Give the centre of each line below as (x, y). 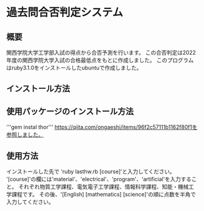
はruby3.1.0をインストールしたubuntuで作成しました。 (74, 68)
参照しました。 (25, 135)
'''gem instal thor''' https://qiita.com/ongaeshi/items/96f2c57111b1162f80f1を (102, 127)
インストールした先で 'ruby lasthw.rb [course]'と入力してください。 (91, 171)
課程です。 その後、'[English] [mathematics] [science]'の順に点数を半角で (104, 195)
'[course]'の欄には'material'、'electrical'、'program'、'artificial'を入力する (99, 179)
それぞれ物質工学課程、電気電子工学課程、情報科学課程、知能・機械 (103, 187)
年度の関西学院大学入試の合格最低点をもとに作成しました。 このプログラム (100, 60)
